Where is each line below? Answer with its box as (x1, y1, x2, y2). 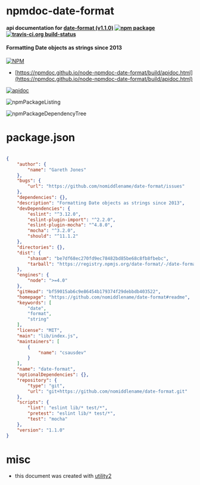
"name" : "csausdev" (37, 350, 86, 356)
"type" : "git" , (27, 383, 65, 388)
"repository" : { (17, 377, 58, 383)
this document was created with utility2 (14, 472, 112, 480)
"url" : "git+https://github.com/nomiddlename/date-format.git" (27, 388, 187, 394)
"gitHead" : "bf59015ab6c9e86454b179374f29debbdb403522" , (17, 288, 161, 294)
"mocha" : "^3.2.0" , (27, 228, 76, 234)
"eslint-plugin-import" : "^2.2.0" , (27, 216, 116, 223)
